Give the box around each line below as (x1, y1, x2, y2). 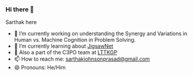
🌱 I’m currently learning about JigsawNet (14, 42, 114, 49)
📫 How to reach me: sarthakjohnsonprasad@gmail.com (14, 55, 151, 62)
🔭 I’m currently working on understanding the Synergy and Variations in (14, 30, 188, 37)
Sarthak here (5, 19, 37, 26)
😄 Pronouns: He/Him (14, 64, 66, 71)
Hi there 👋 (5, 5, 35, 14)
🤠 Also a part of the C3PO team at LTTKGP (14, 49, 118, 56)
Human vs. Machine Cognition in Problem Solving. (14, 37, 136, 44)
